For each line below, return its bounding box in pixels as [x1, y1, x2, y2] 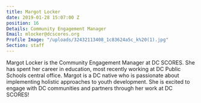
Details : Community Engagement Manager [6, 25, 107, 32]
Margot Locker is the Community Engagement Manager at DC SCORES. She [6, 58, 195, 66]
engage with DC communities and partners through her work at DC [6, 84, 173, 92]
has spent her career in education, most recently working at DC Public [6, 65, 181, 72]
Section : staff [6, 43, 45, 49]
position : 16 [6, 20, 39, 26]
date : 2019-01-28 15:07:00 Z [6, 14, 80, 20]
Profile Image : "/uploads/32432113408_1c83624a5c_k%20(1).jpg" [6, 37, 169, 43]
